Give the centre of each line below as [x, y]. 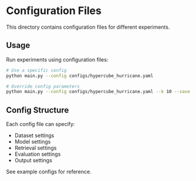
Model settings [33, 142]
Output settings [33, 160]
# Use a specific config [36, 70]
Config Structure [38, 110]
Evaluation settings [38, 154]
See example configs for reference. [49, 172]
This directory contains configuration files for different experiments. [88, 27]
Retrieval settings [36, 148]
